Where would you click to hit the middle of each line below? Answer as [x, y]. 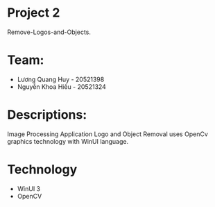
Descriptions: [47, 115]
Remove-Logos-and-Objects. [49, 32]
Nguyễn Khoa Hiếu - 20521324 [61, 86]
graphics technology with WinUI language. [68, 141]
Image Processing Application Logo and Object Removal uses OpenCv [108, 134]
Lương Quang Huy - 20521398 [61, 79]
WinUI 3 [29, 188]
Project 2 [34, 13]
